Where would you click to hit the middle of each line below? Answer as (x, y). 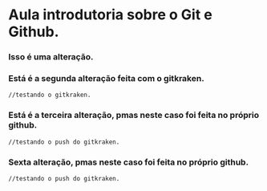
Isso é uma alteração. (51, 57)
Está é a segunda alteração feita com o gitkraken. (106, 79)
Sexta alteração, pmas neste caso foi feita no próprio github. (129, 162)
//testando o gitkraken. (50, 95)
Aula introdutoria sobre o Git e (110, 15)
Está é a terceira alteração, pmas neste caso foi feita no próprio (133, 116)
